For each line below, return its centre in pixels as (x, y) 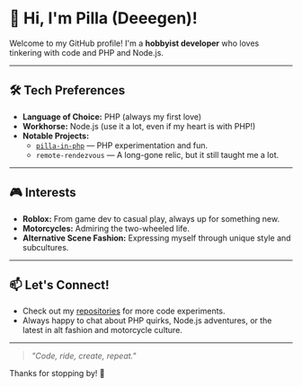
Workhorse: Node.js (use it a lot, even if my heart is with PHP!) (139, 126)
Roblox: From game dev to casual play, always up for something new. (151, 218)
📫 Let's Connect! (59, 285)
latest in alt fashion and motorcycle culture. (102, 330)
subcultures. (45, 247)
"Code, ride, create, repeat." (84, 356)
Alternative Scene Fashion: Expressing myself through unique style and (156, 238)
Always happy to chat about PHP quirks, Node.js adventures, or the (147, 321)
